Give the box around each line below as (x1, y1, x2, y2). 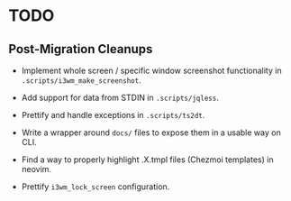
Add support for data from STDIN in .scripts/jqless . (21, 92, 220, 103)
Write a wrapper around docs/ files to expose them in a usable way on (21, 127, 281, 138)
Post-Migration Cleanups (8, 41, 153, 57)
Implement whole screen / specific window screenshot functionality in (21, 65, 282, 76)
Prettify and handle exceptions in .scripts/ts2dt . (21, 110, 205, 120)
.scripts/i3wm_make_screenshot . (21, 75, 141, 86)
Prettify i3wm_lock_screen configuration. (21, 181, 170, 192)
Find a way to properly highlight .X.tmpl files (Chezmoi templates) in (21, 154, 274, 165)
